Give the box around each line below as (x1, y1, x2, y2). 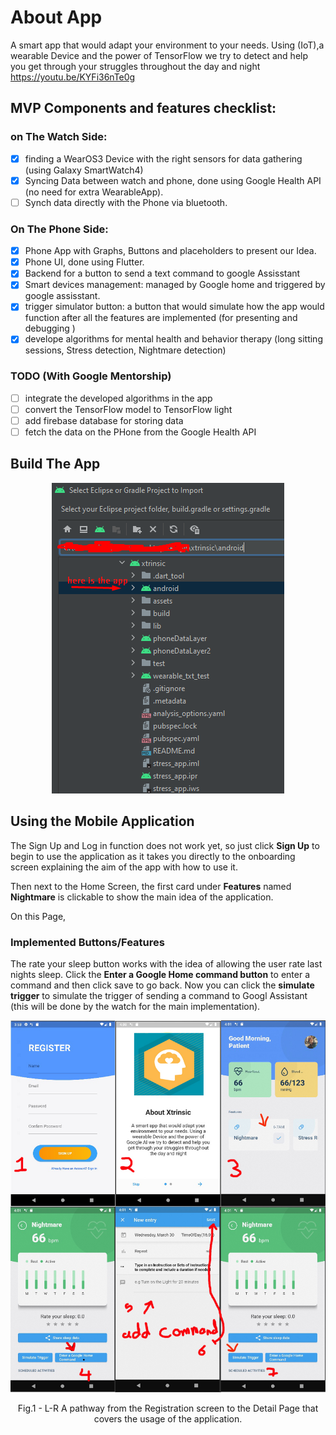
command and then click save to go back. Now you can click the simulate (10, 979, 315, 991)
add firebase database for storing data (24, 414, 184, 426)
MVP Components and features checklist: (10, 100, 277, 117)
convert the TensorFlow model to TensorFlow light (24, 403, 233, 415)
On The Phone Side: (10, 222, 109, 236)
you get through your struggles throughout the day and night (10, 60, 261, 72)
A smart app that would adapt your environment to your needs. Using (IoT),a (10, 39, 325, 51)
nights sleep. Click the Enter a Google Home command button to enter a (10, 968, 310, 980)
